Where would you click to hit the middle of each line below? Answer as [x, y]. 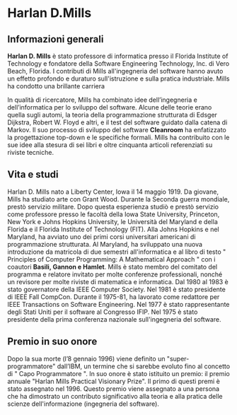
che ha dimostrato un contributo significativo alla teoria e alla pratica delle [115, 396]
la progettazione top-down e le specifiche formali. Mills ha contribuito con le [118, 137]
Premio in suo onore [52, 342]
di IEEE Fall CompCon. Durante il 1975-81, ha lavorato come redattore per [114, 297]
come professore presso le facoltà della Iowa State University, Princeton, [114, 214]
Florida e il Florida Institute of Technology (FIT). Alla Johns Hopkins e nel [113, 229]
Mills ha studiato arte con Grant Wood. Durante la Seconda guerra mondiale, [118, 199]
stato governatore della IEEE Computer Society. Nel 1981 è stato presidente [117, 289]
